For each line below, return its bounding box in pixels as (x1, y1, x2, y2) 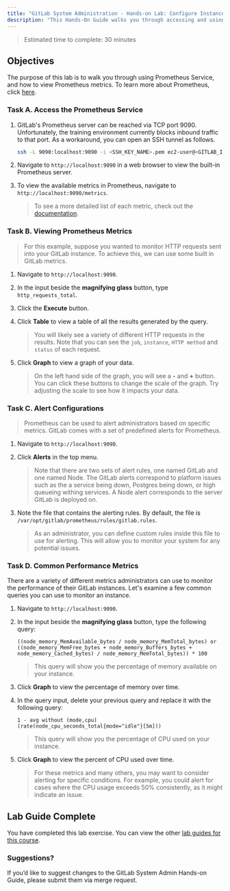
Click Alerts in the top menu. (16, 453, 99, 461)
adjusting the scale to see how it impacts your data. (34, 386, 180, 395)
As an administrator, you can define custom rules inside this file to (34, 529, 220, 537)
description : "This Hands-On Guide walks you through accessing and (7, 16, 207, 23)
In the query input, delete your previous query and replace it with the (16, 696, 211, 704)
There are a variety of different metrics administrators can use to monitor (7, 577, 214, 585)
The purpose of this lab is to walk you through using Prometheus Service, (7, 73, 214, 82)
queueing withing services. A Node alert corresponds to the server (34, 488, 222, 496)
